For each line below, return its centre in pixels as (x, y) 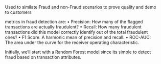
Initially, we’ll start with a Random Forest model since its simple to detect (78, 52)
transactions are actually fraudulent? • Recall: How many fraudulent (73, 27)
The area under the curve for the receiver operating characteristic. (72, 43)
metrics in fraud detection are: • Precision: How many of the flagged (74, 22)
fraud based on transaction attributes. (43, 57)
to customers (18, 12)
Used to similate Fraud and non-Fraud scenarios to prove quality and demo (81, 7)
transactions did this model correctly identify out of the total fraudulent (77, 32)
